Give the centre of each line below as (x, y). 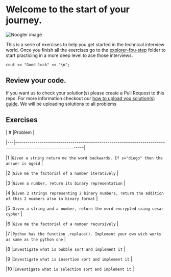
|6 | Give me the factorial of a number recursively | (62, 224)
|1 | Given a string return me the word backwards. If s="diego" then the (84, 157)
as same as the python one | (36, 239)
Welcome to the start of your (68, 9)
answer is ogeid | (24, 163)
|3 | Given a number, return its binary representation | (66, 183)
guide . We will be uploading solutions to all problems (61, 104)
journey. (24, 20)
